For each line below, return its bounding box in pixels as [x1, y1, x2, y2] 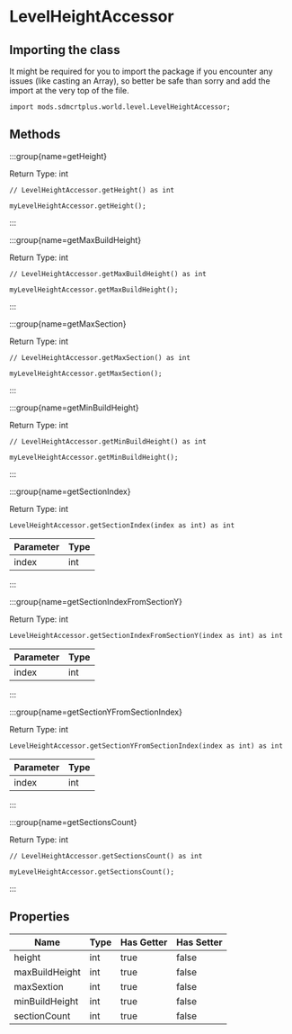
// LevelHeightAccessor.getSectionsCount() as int [9, 851, 203, 860]
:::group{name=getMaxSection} [9, 318, 127, 329]
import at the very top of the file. [9, 85, 129, 95]
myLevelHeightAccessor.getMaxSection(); [9, 369, 164, 378]
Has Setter [176, 936, 223, 949]
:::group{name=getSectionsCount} [9, 816, 137, 827]
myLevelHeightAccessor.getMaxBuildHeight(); [9, 285, 179, 294]
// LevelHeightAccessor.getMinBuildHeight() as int [9, 436, 207, 446]
